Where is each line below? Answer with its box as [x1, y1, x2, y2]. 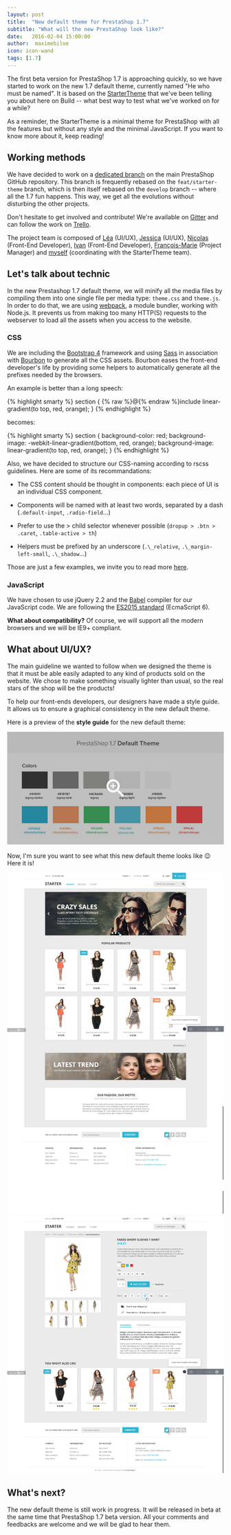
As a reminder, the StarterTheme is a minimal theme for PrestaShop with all [7, 117, 220, 126]
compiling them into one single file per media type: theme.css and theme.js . [7, 294, 221, 302]
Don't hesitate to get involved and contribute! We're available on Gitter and [7, 212, 219, 221]
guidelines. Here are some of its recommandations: [7, 466, 152, 475]
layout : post [7, 11, 45, 18]
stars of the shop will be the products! [7, 683, 115, 692]
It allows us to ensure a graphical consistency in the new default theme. [7, 704, 210, 713]
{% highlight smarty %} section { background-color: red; [7, 431, 168, 439]
